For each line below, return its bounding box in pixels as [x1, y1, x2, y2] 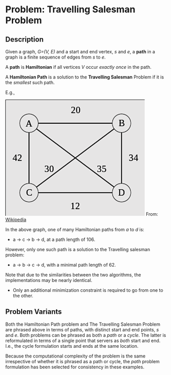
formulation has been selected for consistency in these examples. [5, 364, 145, 370]
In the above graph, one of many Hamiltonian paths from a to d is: [5, 227, 145, 232]
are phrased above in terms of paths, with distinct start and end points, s [5, 326, 159, 332]
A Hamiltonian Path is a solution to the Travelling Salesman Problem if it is [5, 74, 164, 80]
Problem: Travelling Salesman [5, 4, 136, 15]
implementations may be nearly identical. [5, 277, 92, 283]
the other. [12, 293, 33, 298]
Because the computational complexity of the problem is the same [5, 353, 146, 359]
